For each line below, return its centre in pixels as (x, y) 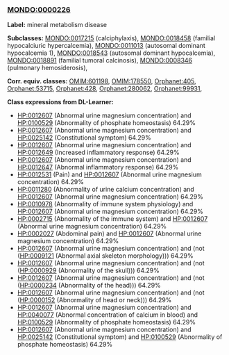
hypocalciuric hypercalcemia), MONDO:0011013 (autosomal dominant (107, 46)
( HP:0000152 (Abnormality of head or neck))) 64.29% (94, 300)
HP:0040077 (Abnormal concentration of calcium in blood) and (108, 315)
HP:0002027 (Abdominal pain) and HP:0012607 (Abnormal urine (109, 233)
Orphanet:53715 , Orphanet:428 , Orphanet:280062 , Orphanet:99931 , (105, 89)
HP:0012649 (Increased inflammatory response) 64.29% (98, 152)
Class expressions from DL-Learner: (60, 102)
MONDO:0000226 (39, 10)
